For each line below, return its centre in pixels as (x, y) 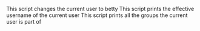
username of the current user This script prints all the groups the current (97, 15)
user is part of (24, 22)
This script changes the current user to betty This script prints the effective (100, 9)
